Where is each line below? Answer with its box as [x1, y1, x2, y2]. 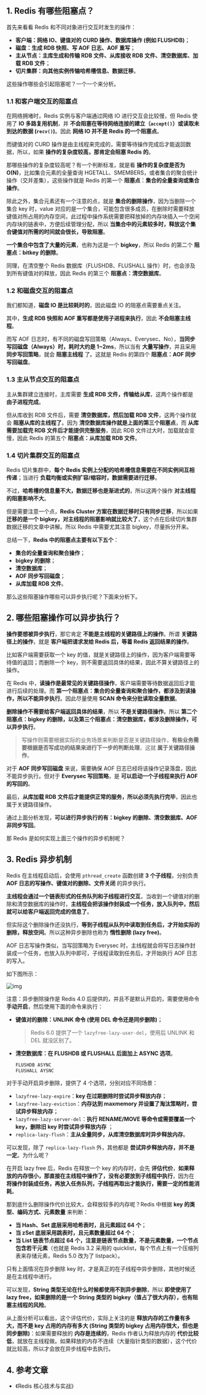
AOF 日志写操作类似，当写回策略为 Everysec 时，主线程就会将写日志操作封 [6, 941, 196, 949]
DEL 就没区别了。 [30, 1036, 75, 1043]
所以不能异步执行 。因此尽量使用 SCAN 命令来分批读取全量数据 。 [17, 694, 181, 702]
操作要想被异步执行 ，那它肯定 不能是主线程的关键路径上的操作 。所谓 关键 [6, 630, 192, 637]
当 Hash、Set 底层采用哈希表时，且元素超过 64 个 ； [15, 1222, 147, 1229]
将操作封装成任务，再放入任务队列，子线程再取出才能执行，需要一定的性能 [6, 1180, 194, 1187]
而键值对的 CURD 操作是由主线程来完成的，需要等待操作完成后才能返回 [6, 141, 186, 148]
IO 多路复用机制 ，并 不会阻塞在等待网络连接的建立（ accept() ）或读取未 [18, 120, 200, 127]
